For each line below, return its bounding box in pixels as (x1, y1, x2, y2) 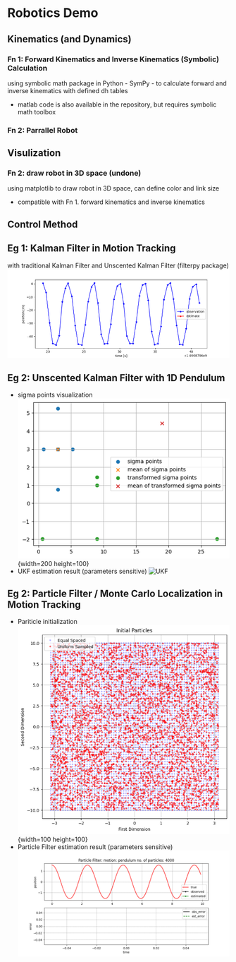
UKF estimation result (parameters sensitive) (17, 567, 147, 576)
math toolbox (17, 107, 56, 116)
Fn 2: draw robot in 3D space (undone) (7, 168, 142, 178)
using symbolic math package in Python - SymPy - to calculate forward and (7, 79, 227, 88)
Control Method (7, 218, 78, 230)
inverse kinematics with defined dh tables (7, 86, 128, 95)
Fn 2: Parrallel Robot (7, 125, 78, 135)
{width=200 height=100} (17, 560, 89, 568)
